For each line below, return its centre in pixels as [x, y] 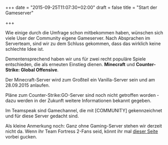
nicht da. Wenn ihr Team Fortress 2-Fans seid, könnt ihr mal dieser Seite [82, 131]
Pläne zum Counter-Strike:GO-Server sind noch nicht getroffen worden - [82, 95]
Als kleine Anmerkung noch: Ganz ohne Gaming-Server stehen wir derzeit [84, 126]
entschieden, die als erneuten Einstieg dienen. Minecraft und [70, 64]
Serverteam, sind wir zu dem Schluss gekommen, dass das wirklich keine [83, 44]
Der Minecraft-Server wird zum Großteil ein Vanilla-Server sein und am [80, 80]
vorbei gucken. [21, 137]
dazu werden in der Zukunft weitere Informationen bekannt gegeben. [78, 100]
